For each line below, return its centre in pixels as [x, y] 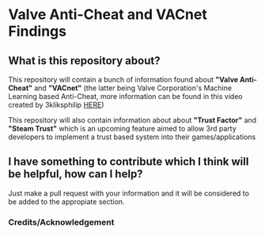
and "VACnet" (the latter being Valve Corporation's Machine [133, 88]
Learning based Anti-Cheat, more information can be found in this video [125, 96]
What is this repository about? [84, 61]
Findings [38, 31]
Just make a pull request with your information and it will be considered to [129, 193]
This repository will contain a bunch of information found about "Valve [123, 80]
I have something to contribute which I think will [129, 162]
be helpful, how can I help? [76, 174]
